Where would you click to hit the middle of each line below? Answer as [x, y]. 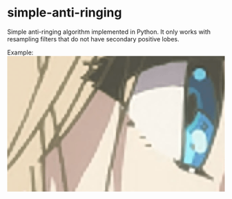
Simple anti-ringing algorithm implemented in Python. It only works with [109, 32]
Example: [20, 52]
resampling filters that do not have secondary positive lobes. [93, 39]
